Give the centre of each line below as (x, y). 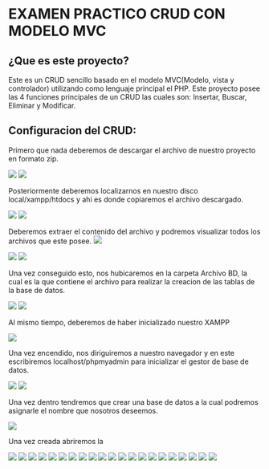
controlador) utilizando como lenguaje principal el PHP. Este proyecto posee (134, 88)
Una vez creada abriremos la (56, 441)
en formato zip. (33, 158)
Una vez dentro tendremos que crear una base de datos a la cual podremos (133, 402)
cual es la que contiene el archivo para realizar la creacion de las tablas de (132, 281)
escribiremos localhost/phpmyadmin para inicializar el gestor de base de (128, 361)
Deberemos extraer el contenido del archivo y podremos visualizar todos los (134, 231)
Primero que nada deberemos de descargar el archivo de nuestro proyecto (132, 150)
